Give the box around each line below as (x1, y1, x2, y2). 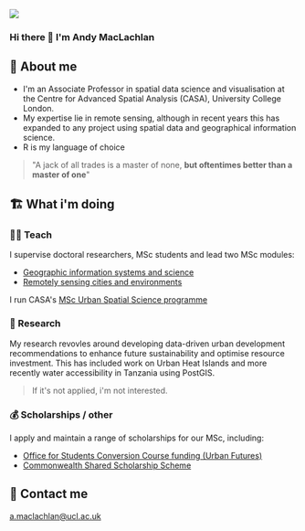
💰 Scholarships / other (9, 408, 113, 420)
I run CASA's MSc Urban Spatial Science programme (9, 294, 208, 305)
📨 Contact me (9, 486, 89, 502)
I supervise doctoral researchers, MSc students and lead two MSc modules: (9, 250, 295, 260)
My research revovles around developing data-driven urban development (9, 338, 286, 349)
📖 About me (9, 59, 78, 75)
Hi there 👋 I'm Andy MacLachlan (9, 30, 155, 43)
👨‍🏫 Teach (9, 228, 53, 241)
